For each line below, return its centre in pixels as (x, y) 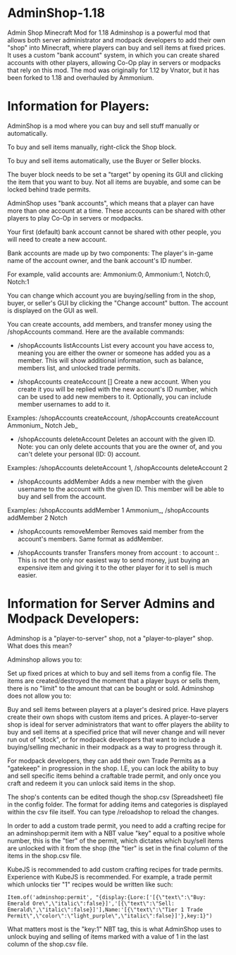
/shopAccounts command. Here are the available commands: (96, 332)
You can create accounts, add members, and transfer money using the (110, 324)
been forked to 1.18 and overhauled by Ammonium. (81, 77)
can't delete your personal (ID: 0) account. (79, 454)
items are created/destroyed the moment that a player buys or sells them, (114, 681)
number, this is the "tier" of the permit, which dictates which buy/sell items (116, 840)
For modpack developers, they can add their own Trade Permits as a (107, 761)
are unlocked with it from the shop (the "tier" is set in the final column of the (118, 848)
